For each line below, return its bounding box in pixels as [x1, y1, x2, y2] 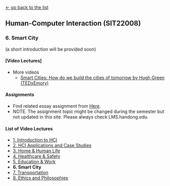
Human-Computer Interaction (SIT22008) [5, 19, 141, 28]
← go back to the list [5, 5, 48, 10]
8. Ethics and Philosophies [12, 175, 68, 181]
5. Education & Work [12, 158, 56, 165]
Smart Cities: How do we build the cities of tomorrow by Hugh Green [20, 74, 165, 81]
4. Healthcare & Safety [12, 153, 60, 159]
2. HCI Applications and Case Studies [12, 143, 92, 149]
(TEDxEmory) [20, 80, 49, 86]
